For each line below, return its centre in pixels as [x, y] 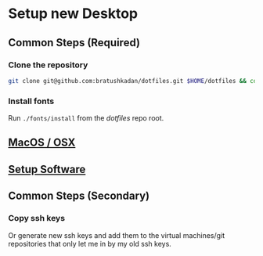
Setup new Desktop [73, 14]
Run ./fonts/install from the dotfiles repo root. [86, 118]
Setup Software [47, 169]
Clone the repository [48, 65]
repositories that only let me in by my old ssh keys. [90, 243]
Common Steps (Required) [74, 43]
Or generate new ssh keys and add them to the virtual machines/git [117, 235]
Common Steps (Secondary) [79, 196]
